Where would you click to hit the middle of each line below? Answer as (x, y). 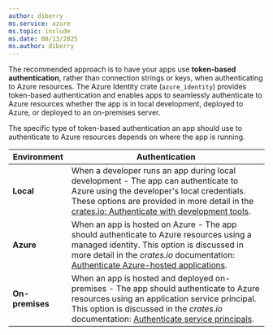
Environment (38, 157)
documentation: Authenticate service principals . (163, 320)
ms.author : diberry (41, 46)
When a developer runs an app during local (154, 171)
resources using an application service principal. (164, 299)
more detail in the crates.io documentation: (154, 255)
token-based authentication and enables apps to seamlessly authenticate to (135, 95)
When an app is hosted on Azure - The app (154, 224)
